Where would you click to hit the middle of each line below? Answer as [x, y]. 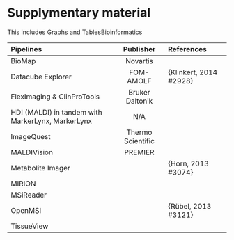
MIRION [23, 184]
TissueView [30, 226]
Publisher [139, 49]
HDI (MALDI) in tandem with [56, 112]
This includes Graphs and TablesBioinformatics [75, 32]
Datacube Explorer [41, 77]
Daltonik [139, 101]
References [188, 49]
